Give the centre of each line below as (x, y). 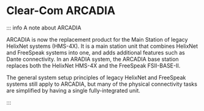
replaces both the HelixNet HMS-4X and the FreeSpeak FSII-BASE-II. (93, 66)
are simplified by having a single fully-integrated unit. (74, 90)
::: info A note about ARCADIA (44, 28)
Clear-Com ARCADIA (61, 11)
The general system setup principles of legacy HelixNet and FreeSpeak (96, 77)
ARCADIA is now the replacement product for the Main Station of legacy (97, 39)
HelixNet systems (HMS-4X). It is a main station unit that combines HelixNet (102, 46)
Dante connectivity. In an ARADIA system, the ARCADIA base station (93, 59)
